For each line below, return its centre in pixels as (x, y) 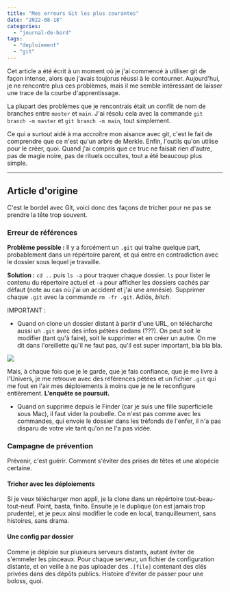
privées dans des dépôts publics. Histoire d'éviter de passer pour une (105, 574)
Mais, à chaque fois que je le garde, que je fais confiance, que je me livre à (113, 371)
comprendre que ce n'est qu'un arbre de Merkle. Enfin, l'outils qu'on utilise (113, 141)
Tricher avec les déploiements (51, 484)
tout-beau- (200, 499)
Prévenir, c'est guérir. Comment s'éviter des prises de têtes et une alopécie (113, 461)
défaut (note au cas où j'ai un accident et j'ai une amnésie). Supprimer (106, 289)
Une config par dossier (40, 537)
